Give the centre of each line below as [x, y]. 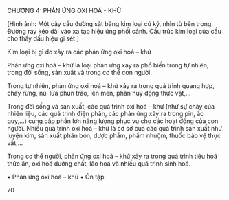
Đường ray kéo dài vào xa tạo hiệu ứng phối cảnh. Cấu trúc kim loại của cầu [114, 31]
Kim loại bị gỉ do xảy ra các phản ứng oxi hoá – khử [79, 52]
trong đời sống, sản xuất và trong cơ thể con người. [80, 73]
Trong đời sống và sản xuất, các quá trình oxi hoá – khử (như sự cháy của [111, 106]
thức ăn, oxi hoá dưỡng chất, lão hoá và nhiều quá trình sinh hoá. [99, 164]
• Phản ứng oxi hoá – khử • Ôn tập [56, 177]
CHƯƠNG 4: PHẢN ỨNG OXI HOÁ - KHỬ [64, 11]
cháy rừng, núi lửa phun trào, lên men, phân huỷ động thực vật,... [99, 93]
